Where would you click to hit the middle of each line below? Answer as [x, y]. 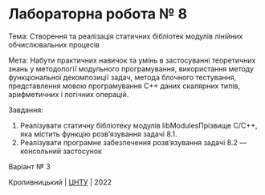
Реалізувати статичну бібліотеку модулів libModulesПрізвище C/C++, [139, 125]
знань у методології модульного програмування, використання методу [131, 68]
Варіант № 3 [29, 166]
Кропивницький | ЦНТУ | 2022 [60, 182]
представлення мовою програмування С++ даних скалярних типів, [124, 86]
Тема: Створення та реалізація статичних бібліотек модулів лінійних [126, 36]
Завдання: [26, 110]
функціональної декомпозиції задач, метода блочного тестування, [122, 77]
